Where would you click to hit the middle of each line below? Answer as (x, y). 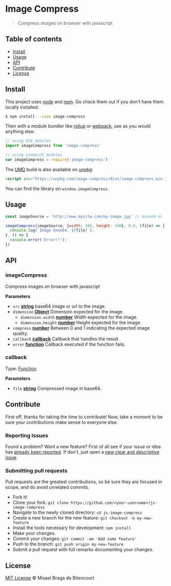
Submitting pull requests (36, 470)
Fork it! (20, 497)
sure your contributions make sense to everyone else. (62, 422)
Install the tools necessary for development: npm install (72, 528)
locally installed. (22, 107)
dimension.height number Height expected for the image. (81, 322)
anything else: (20, 131)
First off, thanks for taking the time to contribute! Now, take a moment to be (84, 417)
